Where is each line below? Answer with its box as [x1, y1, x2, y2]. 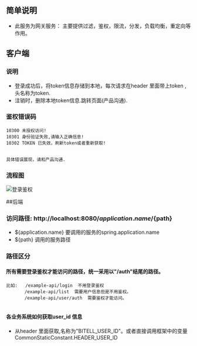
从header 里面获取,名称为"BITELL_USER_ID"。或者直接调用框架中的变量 [14, 327, 188, 334]
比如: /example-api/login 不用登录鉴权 [6, 283, 104, 288]
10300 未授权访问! [6, 127, 47, 133]
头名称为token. [14, 89, 51, 96]
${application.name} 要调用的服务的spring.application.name [14, 229, 160, 236]
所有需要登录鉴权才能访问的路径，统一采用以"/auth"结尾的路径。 [6, 268, 164, 275]
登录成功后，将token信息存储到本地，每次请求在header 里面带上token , [14, 82, 186, 89]
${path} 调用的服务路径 [14, 236, 72, 243]
